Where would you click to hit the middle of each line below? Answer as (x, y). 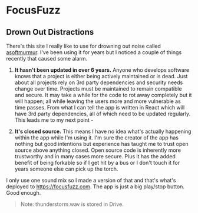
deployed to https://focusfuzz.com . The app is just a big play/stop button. (95, 187)
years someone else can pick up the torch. (66, 169)
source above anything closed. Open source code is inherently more (98, 150)
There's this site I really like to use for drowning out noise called (83, 46)
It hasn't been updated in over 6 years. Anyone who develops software (102, 70)
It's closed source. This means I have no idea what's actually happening (103, 131)
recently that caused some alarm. (47, 59)
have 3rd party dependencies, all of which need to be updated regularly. (102, 114)
